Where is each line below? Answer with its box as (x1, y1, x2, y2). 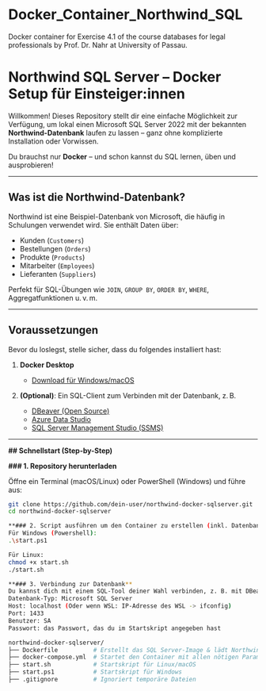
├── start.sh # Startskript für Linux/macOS (8, 661, 196, 669)
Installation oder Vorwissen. (8, 136, 99, 146)
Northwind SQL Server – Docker (8, 68, 222, 86)
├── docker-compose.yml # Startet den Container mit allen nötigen (8, 653, 239, 662)
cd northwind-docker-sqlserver (8, 508, 112, 516)
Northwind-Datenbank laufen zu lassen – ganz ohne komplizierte (8, 128, 223, 137)
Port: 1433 (8, 609, 44, 617)
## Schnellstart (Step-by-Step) (8, 446, 113, 455)
